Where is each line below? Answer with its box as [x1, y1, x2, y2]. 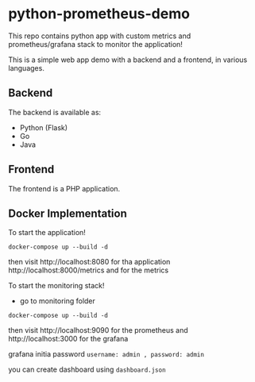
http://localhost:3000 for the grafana [8, 334, 129, 344]
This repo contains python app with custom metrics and [8, 31, 191, 41]
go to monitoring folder [19, 296, 95, 306]
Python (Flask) [19, 122, 68, 132]
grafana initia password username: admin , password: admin [8, 349, 205, 359]
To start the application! [8, 228, 86, 237]
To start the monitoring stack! [8, 281, 105, 291]
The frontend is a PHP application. [8, 183, 121, 193]
